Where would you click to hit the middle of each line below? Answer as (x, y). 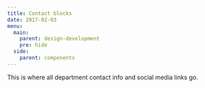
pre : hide (34, 45)
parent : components (47, 58)
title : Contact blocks (40, 13)
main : (21, 32)
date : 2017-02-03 (32, 20)
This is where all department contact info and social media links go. (102, 77)
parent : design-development (60, 39)
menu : (15, 26)
